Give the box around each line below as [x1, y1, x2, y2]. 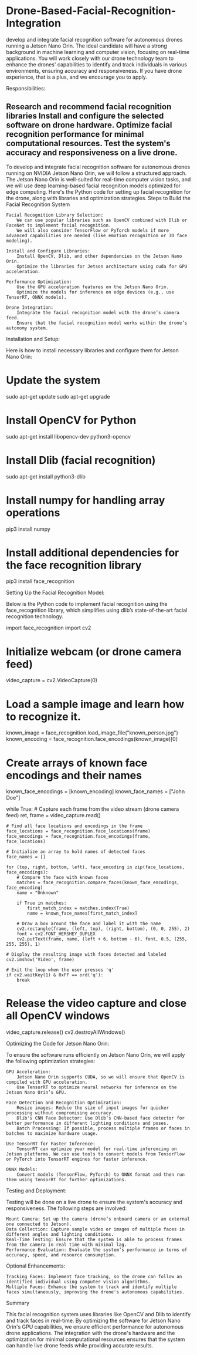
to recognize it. [6, 710, 81, 723]
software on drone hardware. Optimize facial [6, 120, 172, 130]
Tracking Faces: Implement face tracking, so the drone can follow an [6, 1274, 182, 1280]
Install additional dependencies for [6, 546, 179, 559]
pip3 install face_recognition [6, 578, 74, 585]
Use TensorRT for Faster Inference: [6, 1141, 96, 1147]
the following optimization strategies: [6, 1058, 96, 1065]
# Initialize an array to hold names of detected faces [6, 849, 145, 855]
